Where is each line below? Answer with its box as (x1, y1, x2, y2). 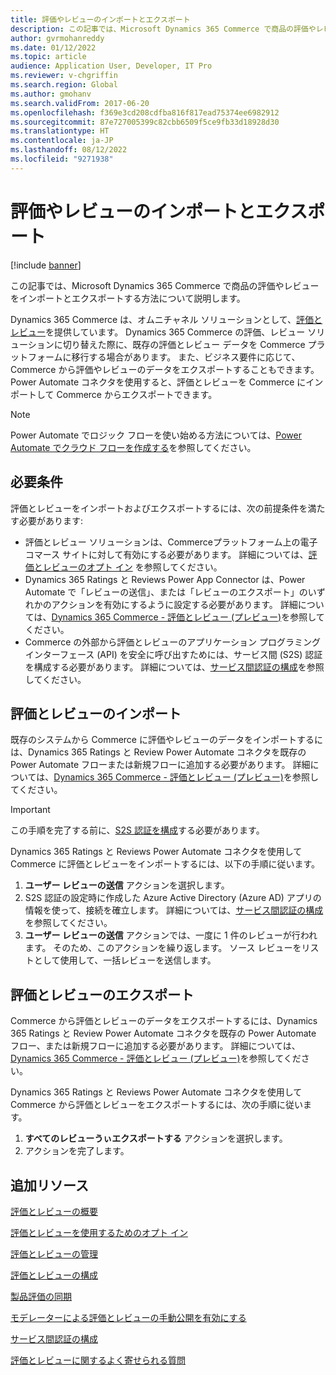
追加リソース (10, 1177, 89, 1194)
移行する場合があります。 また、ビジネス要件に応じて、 (71, 351, 301, 363)
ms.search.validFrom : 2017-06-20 (10, 98, 150, 108)
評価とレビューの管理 (10, 1247, 98, 1260)
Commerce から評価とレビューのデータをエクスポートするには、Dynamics (10, 1015, 318, 1027)
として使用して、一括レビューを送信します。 (33, 954, 217, 966)
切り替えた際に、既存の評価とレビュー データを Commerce (62, 338, 306, 350)
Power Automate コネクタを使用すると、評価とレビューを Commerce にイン (10, 376, 324, 388)
